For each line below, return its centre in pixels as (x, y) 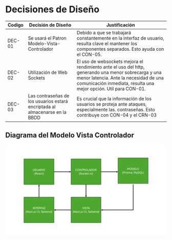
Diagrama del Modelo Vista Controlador (70, 135)
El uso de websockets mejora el (110, 61)
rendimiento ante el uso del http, (111, 67)
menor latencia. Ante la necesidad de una (120, 77)
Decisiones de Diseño (52, 9)
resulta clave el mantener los (107, 43)
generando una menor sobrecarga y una (119, 72)
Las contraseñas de (49, 96)
